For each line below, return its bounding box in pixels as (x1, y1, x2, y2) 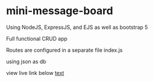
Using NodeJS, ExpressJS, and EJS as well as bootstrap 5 (6, 24, 148, 31)
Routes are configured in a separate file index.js (6, 46, 123, 54)
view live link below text (6, 69, 65, 76)
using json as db (6, 58, 46, 65)
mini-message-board (6, 4, 114, 18)
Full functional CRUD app (6, 35, 68, 42)
